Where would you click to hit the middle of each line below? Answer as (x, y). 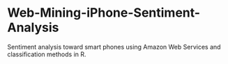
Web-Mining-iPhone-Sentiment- (104, 13)
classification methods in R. (47, 54)
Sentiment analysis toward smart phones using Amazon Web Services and (114, 47)
